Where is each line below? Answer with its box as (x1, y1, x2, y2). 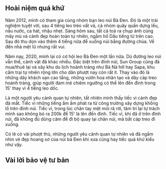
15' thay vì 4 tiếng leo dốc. (5, 85, 59, 91)
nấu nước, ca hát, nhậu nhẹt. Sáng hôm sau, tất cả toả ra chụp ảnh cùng (5, 27, 154, 34)
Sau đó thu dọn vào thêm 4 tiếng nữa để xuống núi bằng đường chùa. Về (5, 38, 155, 44)
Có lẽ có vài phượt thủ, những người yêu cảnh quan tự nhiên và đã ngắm (5, 131, 154, 137)
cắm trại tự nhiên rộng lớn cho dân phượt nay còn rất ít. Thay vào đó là (5, 69, 150, 75)
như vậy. (5, 142, 23, 148)
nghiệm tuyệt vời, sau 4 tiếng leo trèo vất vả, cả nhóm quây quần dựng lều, (5, 22, 159, 28)
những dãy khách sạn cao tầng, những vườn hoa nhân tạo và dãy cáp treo (5, 74, 157, 80)
